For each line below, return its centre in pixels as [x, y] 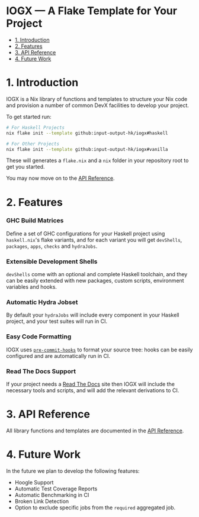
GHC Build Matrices [35, 221]
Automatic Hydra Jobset [42, 302]
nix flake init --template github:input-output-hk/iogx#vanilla [87, 149]
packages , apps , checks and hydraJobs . [52, 246]
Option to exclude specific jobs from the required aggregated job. [95, 508]
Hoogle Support [34, 482]
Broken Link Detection [42, 501]
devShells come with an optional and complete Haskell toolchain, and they [97, 274]
